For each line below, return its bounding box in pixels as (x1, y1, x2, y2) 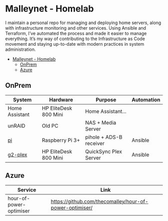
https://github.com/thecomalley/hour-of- (50, 198, 148, 205)
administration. (5, 46, 36, 52)
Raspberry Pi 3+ (41, 137, 80, 144)
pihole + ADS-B (84, 134, 122, 141)
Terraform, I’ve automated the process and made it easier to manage (5, 30, 147, 36)
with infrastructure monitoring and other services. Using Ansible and (5, 25, 146, 31)
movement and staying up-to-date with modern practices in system (5, 41, 144, 47)
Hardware (49, 96, 73, 103)
